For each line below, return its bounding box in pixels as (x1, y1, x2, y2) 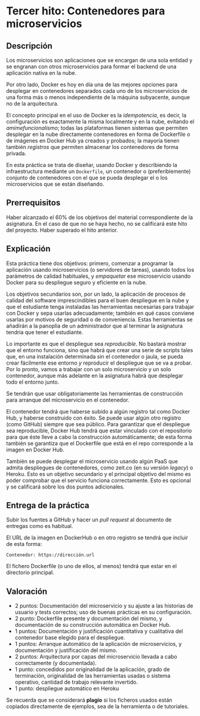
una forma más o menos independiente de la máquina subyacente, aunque (6, 94, 190, 101)
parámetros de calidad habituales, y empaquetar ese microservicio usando (6, 272, 191, 280)
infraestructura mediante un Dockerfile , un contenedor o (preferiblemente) (6, 168, 191, 175)
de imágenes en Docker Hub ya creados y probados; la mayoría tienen (6, 137, 180, 144)
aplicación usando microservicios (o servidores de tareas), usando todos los (6, 266, 195, 273)
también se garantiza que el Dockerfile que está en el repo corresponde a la (6, 439, 193, 447)
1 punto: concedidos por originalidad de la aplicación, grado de (14, 666, 170, 673)
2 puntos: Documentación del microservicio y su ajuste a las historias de (14, 602, 193, 609)
